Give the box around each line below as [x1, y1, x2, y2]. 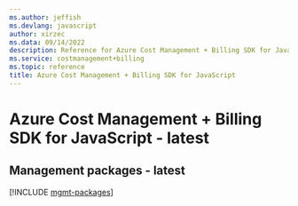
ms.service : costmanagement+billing [9, 54, 145, 63]
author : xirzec [9, 29, 66, 38]
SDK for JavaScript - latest [9, 128, 210, 147]
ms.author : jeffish [9, 12, 82, 22]
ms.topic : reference [9, 63, 86, 72]
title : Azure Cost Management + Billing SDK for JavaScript [9, 71, 237, 80]
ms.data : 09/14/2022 [9, 37, 86, 47]
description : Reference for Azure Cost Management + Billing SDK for [9, 46, 272, 55]
